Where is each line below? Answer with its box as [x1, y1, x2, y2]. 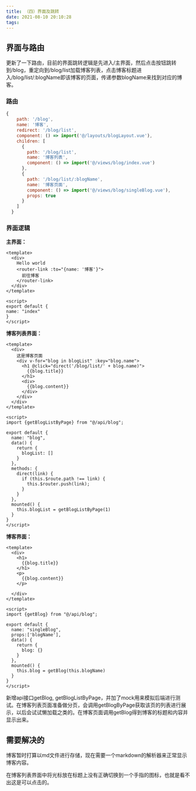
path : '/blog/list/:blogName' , [27, 176, 103, 182]
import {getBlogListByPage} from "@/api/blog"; [6, 420, 124, 425]
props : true [27, 193, 57, 199]
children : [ [16, 138, 45, 144]
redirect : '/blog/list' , [16, 127, 77, 134]
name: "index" [6, 309, 41, 315]
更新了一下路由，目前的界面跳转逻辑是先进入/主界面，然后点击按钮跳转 [6, 59, 177, 66]
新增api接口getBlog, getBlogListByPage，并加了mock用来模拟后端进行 [6, 694, 176, 701]
